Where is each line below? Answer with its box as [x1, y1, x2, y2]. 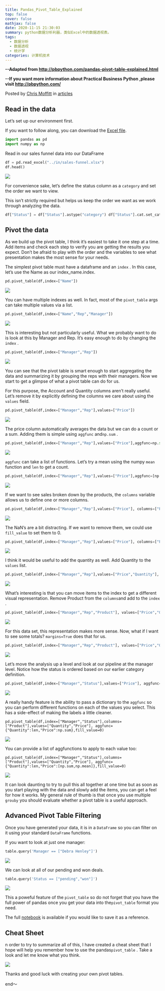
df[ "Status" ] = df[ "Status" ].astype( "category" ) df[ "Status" [5, 212, 133, 217]
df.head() [5, 164, 26, 170]
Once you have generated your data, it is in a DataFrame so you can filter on [5, 824, 157, 830]
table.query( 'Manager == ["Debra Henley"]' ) [5, 849, 98, 854]
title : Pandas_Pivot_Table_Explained [5, 7, 82, 12]
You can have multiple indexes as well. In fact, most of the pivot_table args [5, 297, 158, 303]
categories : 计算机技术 [5, 53, 50, 58]
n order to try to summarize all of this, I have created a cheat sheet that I [5, 942, 151, 948]
